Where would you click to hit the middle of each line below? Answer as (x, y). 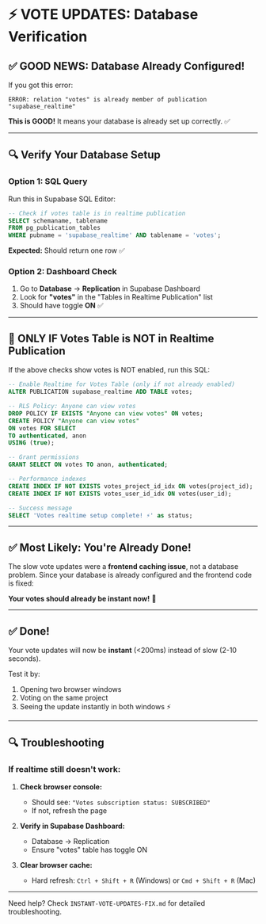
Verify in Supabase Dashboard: (72, 826)
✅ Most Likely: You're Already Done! (100, 547)
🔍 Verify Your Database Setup (84, 155)
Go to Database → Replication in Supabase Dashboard (110, 288)
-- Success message (40, 508)
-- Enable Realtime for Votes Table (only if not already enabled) (122, 384)
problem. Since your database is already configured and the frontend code (130, 575)
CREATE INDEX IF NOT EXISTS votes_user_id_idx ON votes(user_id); (120, 494)
